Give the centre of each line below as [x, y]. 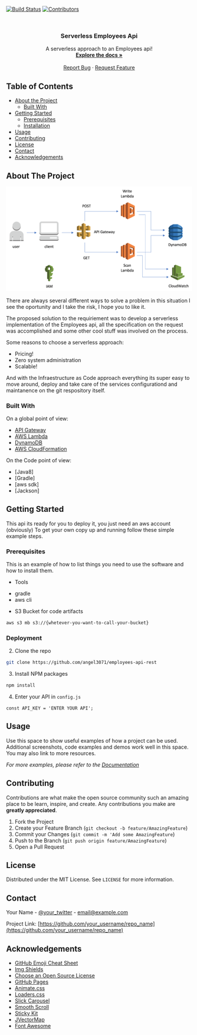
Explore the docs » [99, 55]
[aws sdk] [27, 485]
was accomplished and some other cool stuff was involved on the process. [97, 331]
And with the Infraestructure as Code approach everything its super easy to [98, 378]
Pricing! [24, 354]
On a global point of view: [37, 419]
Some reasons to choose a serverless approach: [65, 342]
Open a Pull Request [40, 847]
